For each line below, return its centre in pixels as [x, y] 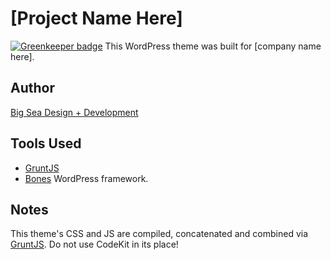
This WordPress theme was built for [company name [213, 46]
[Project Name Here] [96, 18]
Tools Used [46, 143]
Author [32, 88]
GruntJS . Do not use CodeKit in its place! [94, 244]
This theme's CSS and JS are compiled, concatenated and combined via [159, 234]
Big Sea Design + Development [74, 112]
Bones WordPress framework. [86, 178]
